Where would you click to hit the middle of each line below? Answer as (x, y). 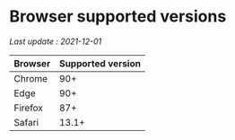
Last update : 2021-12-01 (56, 41)
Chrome (30, 78)
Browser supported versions (118, 17)
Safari (26, 122)
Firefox (28, 108)
